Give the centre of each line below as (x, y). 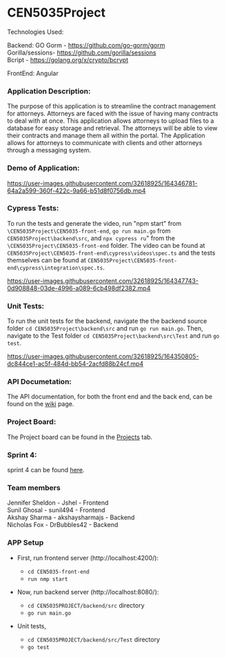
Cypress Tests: (33, 209)
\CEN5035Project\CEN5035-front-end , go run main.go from (89, 231)
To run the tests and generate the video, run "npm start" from (94, 223)
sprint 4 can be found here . (46, 470)
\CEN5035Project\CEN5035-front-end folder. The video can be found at (106, 245)
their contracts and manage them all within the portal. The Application (106, 135)
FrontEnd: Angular (33, 73)
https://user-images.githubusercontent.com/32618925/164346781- (102, 183)
